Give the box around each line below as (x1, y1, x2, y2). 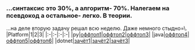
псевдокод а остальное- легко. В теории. (6, 11, 133, 19)
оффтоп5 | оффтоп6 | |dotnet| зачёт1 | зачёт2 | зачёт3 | (6, 37, 130, 45)
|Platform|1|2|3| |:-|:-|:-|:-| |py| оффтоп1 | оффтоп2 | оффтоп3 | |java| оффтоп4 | (6, 31, 190, 38)
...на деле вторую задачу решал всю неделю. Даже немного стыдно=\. (6, 25, 187, 32)
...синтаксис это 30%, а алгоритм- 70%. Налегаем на (6, 4, 169, 12)
